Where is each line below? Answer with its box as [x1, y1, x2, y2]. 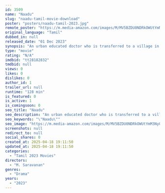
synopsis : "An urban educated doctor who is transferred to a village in [5, 44, 160, 49]
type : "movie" [5, 48, 34, 53]
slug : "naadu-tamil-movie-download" [5, 16, 80, 21]
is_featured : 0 [5, 94, 36, 99]
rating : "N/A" [5, 53, 34, 58]
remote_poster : [5, 26, 36, 30]
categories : [5, 149, 29, 154]
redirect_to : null [5, 131, 43, 136]
